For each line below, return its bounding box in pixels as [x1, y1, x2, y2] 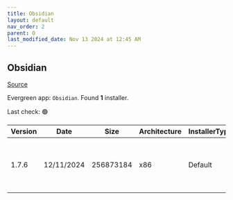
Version [10, 126, 37, 136]
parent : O [7, 29, 36, 37]
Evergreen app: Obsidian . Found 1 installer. [7, 93, 129, 101]
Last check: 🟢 [7, 107, 49, 115]
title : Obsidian [7, 10, 54, 17]
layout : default [7, 17, 54, 24]
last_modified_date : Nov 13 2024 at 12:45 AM [7, 36, 141, 43]
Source [7, 80, 28, 88]
